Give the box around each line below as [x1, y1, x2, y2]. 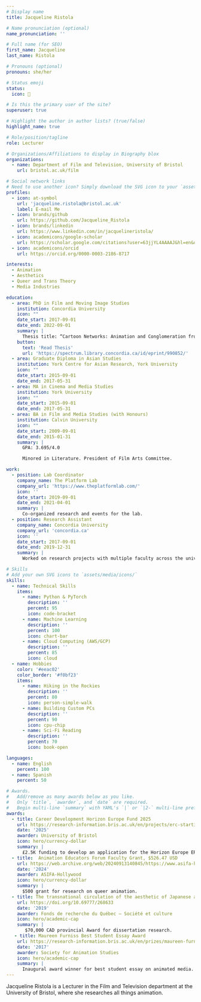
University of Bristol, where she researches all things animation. [6, 989, 163, 996]
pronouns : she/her [6, 69, 52, 75]
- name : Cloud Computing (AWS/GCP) [22, 639, 111, 645]
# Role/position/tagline [6, 134, 68, 141]
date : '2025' [17, 827, 50, 833]
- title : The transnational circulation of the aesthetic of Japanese [11, 894, 191, 900]
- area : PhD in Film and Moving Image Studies [11, 300, 130, 306]
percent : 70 [28, 739, 58, 745]
